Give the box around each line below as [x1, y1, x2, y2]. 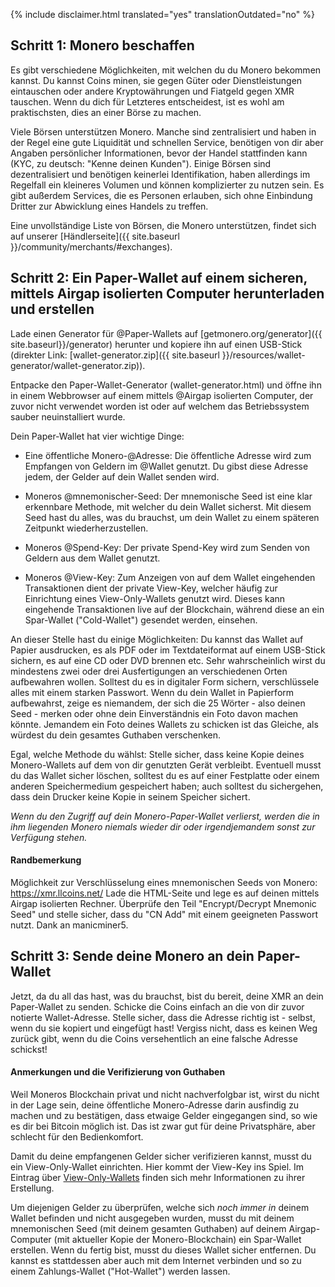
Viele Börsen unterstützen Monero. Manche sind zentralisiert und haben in [10, 125, 317, 138]
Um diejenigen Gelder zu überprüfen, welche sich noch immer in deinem [10, 1201, 310, 1213]
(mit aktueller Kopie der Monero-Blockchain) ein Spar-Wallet [53, 1233, 302, 1245]
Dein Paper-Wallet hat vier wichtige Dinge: [10, 430, 185, 442]
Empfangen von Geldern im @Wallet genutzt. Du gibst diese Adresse [24, 460, 309, 472]
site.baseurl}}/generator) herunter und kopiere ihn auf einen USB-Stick [10, 338, 303, 350]
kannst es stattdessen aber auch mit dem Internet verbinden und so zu [10, 1254, 302, 1266]
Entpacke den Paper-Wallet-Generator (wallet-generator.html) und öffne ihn [10, 379, 322, 391]
